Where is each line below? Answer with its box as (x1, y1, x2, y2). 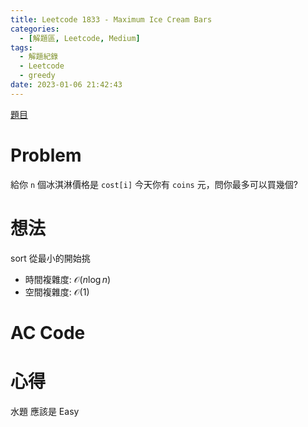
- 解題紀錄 (19, 52, 59, 62)
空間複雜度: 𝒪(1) (24, 286, 90, 298)
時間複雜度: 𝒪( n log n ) (24, 273, 112, 285)
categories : (10, 24, 60, 34)
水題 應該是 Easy (10, 405, 80, 417)
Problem (10, 144, 82, 166)
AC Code (10, 321, 86, 344)
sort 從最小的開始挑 (10, 252, 91, 264)
